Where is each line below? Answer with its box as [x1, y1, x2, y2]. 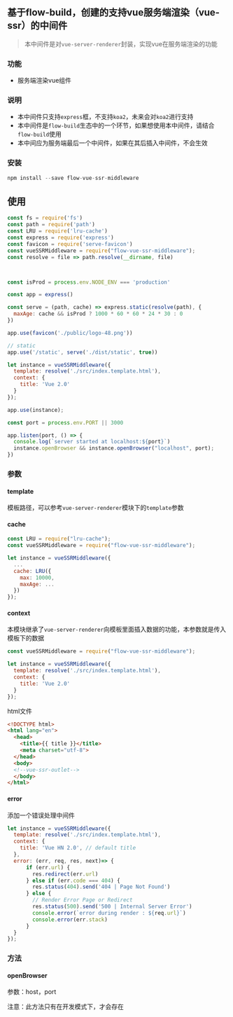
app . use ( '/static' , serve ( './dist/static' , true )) [7, 349, 158, 356]
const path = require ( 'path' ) [7, 221, 96, 228]
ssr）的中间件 [7, 20, 68, 32]
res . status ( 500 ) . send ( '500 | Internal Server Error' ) [32, 903, 192, 910]
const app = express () [7, 291, 73, 298]
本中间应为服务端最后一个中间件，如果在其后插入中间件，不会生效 [17, 139, 208, 147]
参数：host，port [7, 988, 57, 996]
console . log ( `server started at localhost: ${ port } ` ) [13, 438, 171, 445]
